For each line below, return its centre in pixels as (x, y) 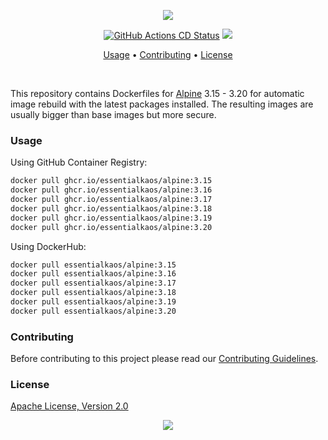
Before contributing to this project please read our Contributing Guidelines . (164, 359)
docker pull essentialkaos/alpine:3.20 (93, 311)
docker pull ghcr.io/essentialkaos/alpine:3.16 (111, 190)
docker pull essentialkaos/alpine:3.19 (93, 302)
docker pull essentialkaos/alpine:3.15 (93, 265)
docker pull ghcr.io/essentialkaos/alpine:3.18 (111, 208)
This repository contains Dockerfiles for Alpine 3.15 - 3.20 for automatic (157, 93)
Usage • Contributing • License (168, 54)
